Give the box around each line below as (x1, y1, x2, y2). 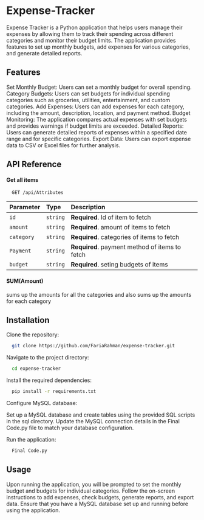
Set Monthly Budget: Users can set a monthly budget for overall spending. (6, 83, 192, 91)
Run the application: (6, 435, 56, 443)
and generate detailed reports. (6, 49, 83, 57)
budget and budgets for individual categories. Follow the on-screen (6, 487, 175, 494)
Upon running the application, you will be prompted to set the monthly (6, 480, 182, 488)
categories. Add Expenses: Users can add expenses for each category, (6, 103, 185, 110)
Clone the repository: (6, 331, 59, 338)
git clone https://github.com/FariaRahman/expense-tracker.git (12, 343, 175, 349)
